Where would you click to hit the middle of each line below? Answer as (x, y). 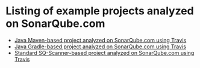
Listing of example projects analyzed (100, 11)
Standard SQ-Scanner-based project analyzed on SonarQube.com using (104, 52)
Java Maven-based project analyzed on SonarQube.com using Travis (100, 40)
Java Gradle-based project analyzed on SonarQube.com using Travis (100, 47)
